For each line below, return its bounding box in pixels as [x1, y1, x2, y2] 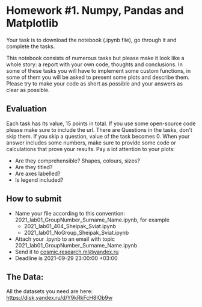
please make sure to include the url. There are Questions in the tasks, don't [6, 126, 192, 133]
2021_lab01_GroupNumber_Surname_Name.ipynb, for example [14, 216, 170, 223]
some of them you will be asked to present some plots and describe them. [6, 73, 190, 81]
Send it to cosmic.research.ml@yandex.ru [14, 248, 119, 255]
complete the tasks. [6, 43, 55, 50]
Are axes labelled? [14, 170, 61, 177]
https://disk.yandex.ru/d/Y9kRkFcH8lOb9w [6, 294, 113, 302]
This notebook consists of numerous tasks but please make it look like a [6, 54, 185, 61]
